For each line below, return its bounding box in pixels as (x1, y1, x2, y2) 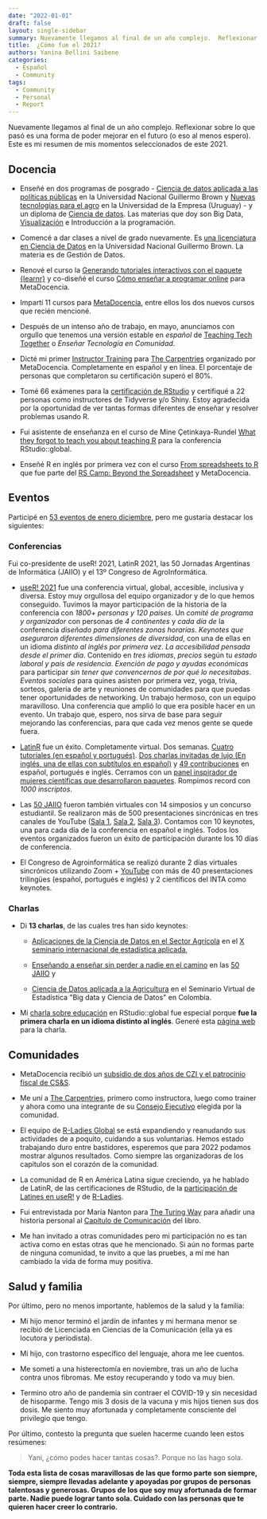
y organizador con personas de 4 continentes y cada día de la (19, 617, 225, 626)
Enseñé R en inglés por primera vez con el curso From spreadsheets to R (19, 459, 259, 469)
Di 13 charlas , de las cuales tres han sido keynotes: (19, 921, 188, 931)
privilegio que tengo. (19, 1413, 88, 1423)
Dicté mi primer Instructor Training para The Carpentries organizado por (19, 354, 257, 363)
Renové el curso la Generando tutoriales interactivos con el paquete (19, 265, 242, 275)
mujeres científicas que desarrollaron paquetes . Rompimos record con (19, 776, 251, 786)
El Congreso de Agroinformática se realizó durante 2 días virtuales (19, 858, 238, 867)
